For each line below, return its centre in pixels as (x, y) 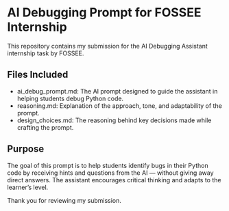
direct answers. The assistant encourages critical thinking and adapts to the (114, 180)
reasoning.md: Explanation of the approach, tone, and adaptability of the (120, 105)
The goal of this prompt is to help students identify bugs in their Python (108, 165)
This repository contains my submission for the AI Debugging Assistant (107, 46)
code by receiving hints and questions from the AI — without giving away (110, 173)
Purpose (26, 149)
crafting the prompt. (45, 127)
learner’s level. (28, 187)
